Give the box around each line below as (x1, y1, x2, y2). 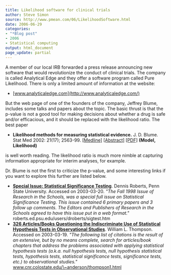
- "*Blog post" (5, 31, 38, 36)
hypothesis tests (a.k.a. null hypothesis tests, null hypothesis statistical (12, 248, 162, 254)
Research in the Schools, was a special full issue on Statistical (12, 194, 144, 200)
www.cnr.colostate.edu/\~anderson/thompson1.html (12, 264, 122, 270)
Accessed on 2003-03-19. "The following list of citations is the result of (12, 231, 163, 237)
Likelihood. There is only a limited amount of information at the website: (5, 80, 155, 87)
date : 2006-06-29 (5, 21, 42, 27)
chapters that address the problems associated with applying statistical (12, 242, 164, 249)
